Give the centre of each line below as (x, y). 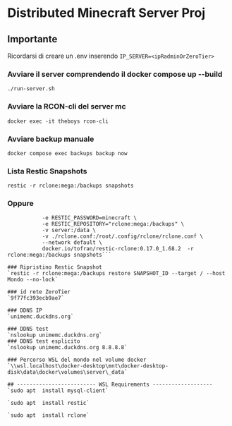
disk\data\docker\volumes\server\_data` (68, 372)
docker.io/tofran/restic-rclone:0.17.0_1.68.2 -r (118, 249)
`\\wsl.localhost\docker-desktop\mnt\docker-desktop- (88, 366)
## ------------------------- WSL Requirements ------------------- (110, 385)
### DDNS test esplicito (44, 341)
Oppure (20, 204)
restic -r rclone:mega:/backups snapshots (71, 186)
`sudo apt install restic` (49, 403)
